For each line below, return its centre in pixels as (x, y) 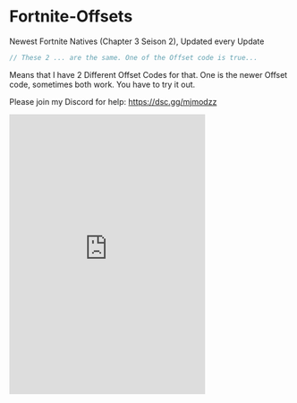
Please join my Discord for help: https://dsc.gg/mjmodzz (113, 101)
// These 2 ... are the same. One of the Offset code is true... (133, 57)
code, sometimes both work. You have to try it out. (102, 84)
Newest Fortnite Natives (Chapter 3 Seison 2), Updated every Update (137, 41)
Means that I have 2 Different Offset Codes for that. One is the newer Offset (148, 74)
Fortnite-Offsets (71, 17)
